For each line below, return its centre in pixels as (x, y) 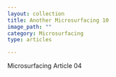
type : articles (30, 40)
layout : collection (36, 14)
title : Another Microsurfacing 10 (58, 20)
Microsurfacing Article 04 (45, 66)
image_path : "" (30, 27)
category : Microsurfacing (45, 33)
